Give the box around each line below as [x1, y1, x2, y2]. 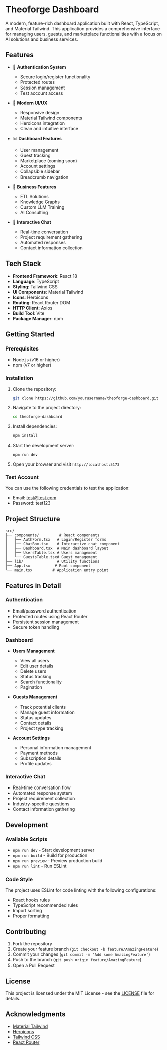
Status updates [20, 715, 52, 721]
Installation [5, 375, 34, 382]
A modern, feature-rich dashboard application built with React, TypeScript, [5, 20, 159, 26]
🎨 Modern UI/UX [12, 100, 48, 106]
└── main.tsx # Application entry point [5, 568, 109, 573]
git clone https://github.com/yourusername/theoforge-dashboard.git [12, 396, 159, 401]
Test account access [20, 90, 63, 96]
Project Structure [5, 514, 60, 523]
